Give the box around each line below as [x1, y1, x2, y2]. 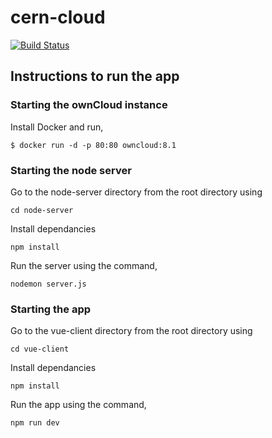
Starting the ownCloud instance [10, 98, 168, 112]
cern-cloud [10, 6, 106, 29]
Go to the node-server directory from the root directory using [10, 186, 263, 198]
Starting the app [10, 302, 92, 316]
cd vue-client [10, 344, 70, 355]
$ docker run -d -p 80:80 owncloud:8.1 [10, 140, 177, 150]
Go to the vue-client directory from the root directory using [10, 325, 253, 337]
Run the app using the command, [10, 399, 147, 411]
